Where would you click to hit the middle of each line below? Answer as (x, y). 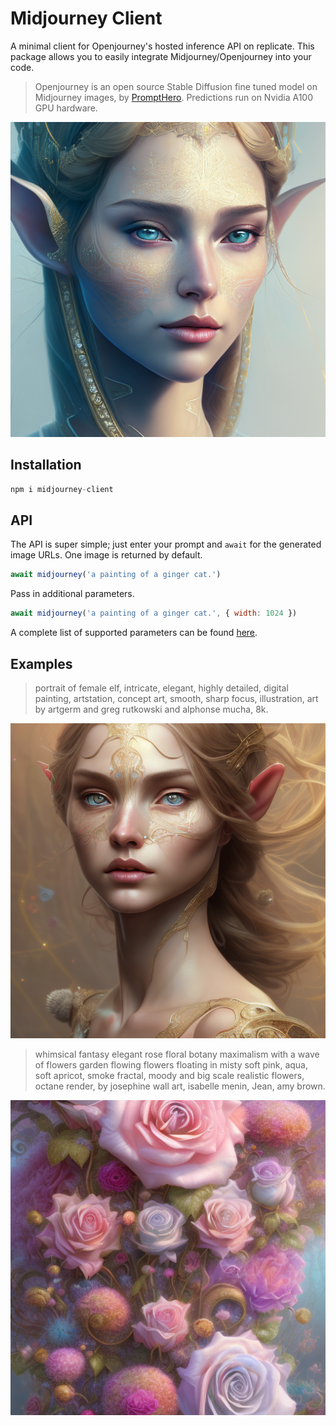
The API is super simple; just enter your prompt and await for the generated (166, 544)
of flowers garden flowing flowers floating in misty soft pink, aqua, (171, 1065)
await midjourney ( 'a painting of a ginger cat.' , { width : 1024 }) (154, 613)
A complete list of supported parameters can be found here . (134, 633)
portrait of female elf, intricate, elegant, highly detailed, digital (161, 688)
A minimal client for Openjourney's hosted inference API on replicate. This (162, 46)
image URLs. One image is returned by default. (106, 555)
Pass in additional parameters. (72, 594)
